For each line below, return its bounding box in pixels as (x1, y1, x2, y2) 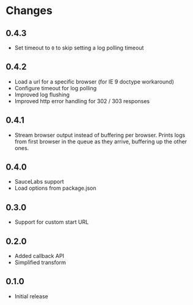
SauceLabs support (14, 178, 65, 185)
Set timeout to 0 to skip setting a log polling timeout (14, 44, 144, 51)
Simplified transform (14, 259, 67, 266)
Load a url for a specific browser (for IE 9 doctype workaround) (14, 77, 175, 85)
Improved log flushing (14, 91, 70, 98)
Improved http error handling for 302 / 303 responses (14, 97, 150, 104)
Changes (5, 4, 53, 18)
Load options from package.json (14, 184, 96, 192)
